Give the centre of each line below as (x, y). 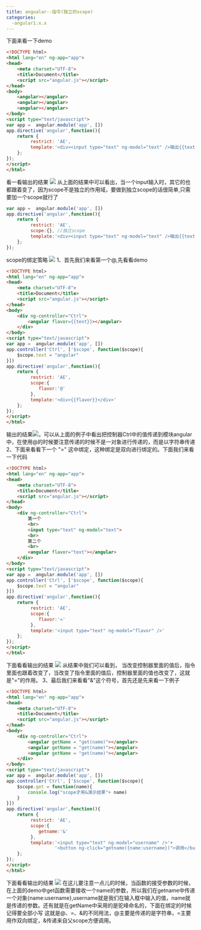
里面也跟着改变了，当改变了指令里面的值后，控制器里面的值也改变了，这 (95, 673)
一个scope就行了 (37, 197)
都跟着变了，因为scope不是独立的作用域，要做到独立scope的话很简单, (93, 189)
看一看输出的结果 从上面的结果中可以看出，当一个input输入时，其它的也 (98, 182)
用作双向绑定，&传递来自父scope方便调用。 (60, 920)
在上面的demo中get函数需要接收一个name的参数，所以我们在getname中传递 (101, 890)
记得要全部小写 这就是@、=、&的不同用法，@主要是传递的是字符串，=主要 (99, 913)
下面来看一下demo (29, 41)
